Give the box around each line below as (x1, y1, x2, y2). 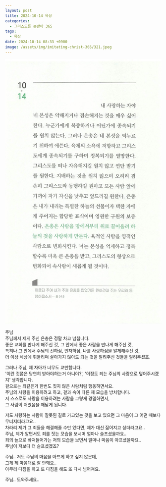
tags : (5, 29, 16, 34)
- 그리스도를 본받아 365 (9, 24, 53, 29)
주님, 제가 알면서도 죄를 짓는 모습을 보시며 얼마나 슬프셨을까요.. (5, 431, 127, 437)
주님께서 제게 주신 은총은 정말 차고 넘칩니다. (5, 335, 90, 341)
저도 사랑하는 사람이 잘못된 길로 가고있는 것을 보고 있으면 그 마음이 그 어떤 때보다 (5, 412, 161, 418)
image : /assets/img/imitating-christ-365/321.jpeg (5, 45, 112, 50)
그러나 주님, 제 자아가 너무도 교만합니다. (5, 365, 82, 371)
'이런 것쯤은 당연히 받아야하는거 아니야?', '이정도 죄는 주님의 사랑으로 (5, 371, 138, 377)
